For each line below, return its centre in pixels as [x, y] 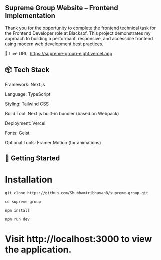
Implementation [30, 16]
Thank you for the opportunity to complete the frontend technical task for [81, 28]
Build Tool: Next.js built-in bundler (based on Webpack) [62, 113]
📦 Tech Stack [27, 70]
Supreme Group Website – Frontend [62, 8]
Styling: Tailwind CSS [27, 104]
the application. [38, 250]
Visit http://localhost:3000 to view [79, 239]
